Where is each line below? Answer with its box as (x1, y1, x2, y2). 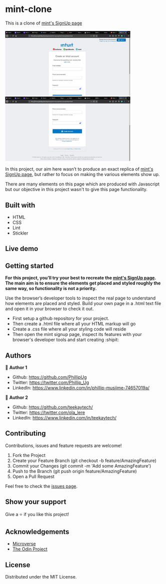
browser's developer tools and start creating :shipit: (12, 336, 119, 343)
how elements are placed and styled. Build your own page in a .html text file (5, 300, 161, 306)
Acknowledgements (5, 527, 69, 536)
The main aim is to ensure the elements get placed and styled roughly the (5, 280, 161, 286)
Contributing (5, 429, 46, 438)
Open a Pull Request (12, 473, 55, 479)
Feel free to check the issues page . (5, 483, 77, 489)
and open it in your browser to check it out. (5, 306, 94, 312)
